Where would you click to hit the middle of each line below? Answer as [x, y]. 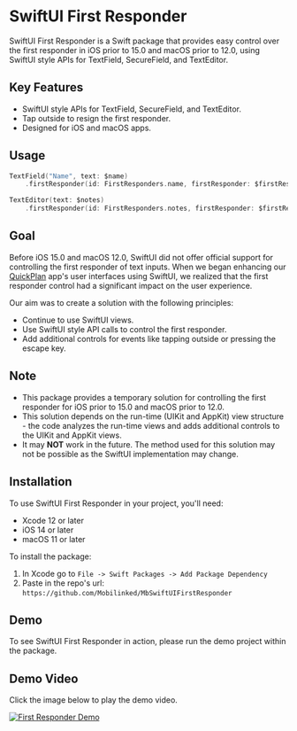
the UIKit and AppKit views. [72, 435]
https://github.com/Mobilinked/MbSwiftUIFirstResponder [127, 593]
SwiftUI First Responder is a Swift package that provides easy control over [145, 41]
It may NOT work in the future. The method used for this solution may [148, 444]
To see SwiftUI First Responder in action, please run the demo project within [148, 642]
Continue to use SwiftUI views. [78, 320]
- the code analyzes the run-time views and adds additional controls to [151, 425]
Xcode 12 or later [53, 520]
